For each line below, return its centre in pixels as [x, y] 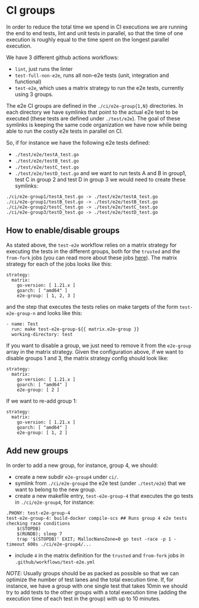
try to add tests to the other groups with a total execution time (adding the [97, 592]
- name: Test [22, 324]
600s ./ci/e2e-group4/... [60, 544]
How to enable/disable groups [63, 231]
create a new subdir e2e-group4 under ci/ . [67, 476]
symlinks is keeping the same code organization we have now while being [97, 124]
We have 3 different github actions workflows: [62, 57]
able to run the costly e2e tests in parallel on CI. [64, 131]
